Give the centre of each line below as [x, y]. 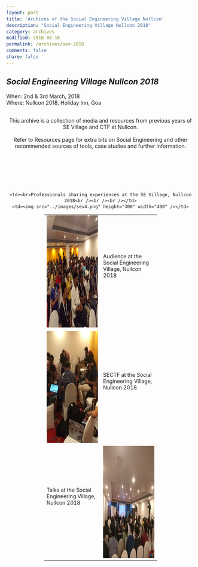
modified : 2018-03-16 [33, 38]
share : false [22, 57]
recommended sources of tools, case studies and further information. [100, 146]
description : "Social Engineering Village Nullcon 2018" [79, 25]
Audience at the [122, 256]
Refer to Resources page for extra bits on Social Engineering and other [100, 139]
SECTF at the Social [127, 374]
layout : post [22, 13]
